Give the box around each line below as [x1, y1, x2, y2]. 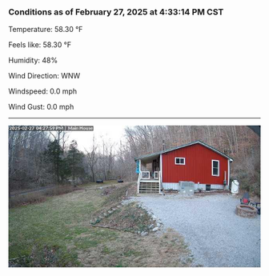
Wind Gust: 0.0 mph [8, 102, 74, 112]
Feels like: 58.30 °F [8, 40, 72, 50]
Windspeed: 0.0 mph [8, 86, 78, 96]
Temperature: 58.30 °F [8, 25, 83, 34]
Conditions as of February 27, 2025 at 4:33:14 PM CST [8, 6, 224, 18]
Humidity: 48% [8, 55, 58, 66]
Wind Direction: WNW [8, 71, 81, 81]
